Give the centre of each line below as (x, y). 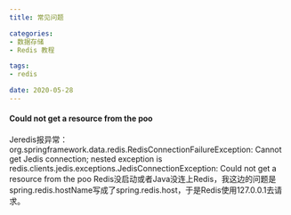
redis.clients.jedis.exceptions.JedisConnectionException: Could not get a (143, 169)
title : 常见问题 (36, 17)
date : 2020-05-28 (41, 91)
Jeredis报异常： (39, 139)
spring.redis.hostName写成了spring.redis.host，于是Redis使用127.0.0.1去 (142, 190)
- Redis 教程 (32, 50)
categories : (31, 33)
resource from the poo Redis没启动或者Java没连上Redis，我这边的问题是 (143, 179)
